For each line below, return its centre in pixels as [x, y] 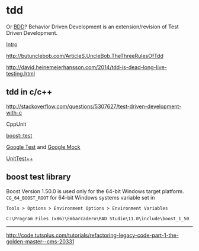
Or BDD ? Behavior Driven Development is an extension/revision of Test [92, 27]
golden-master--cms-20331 [40, 241]
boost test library [38, 177]
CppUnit [16, 124]
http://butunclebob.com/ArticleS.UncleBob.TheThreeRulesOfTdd [85, 56]
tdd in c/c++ [29, 92]
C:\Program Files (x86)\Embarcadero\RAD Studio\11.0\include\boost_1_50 [98, 219]
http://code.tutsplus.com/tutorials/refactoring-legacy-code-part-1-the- [92, 235]
